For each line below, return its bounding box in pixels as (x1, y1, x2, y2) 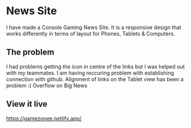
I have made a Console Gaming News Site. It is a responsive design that (6, 24, 182, 31)
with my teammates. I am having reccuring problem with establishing (6, 69, 174, 76)
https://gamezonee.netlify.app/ (6, 114, 82, 122)
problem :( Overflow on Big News (6, 82, 88, 89)
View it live (6, 99, 47, 109)
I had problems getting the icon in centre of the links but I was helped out (6, 63, 185, 70)
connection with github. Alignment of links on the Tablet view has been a (6, 75, 184, 82)
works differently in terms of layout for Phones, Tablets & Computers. (6, 30, 176, 37)
